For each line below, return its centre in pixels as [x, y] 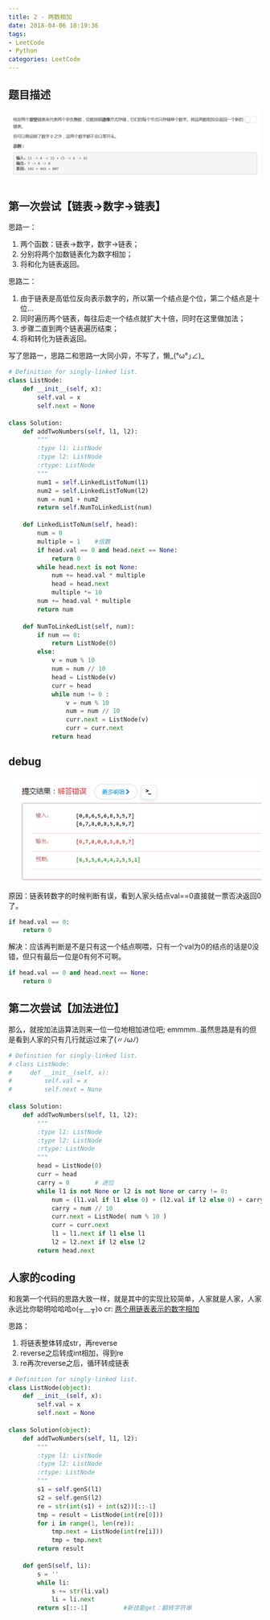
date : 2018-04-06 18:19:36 [53, 25]
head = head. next [80, 584]
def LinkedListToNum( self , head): [80, 525]
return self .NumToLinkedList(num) [95, 508]
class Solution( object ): [50, 1430]
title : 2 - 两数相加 [40, 17]
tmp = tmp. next [77, 1540]
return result [61, 1549]
